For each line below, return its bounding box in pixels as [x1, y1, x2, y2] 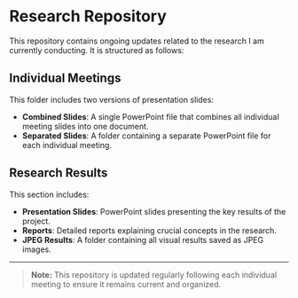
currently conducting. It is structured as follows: [9, 44, 184, 55]
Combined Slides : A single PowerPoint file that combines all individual [21, 111, 279, 122]
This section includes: [9, 189, 90, 200]
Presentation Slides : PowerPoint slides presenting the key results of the [21, 206, 286, 216]
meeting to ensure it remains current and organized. [30, 278, 222, 289]
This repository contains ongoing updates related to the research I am [9, 35, 264, 46]
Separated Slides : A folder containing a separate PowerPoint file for [21, 130, 271, 141]
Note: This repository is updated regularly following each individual [30, 269, 278, 280]
